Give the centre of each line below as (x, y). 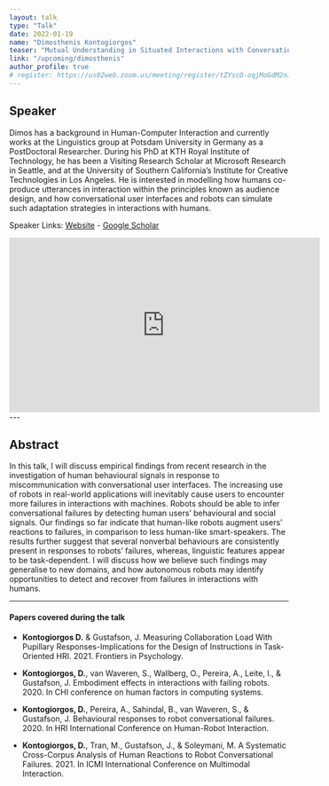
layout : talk (33, 17)
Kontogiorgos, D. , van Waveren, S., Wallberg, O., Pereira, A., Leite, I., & (151, 673)
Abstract (34, 444)
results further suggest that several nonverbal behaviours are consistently (144, 541)
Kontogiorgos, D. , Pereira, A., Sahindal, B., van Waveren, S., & (135, 709)
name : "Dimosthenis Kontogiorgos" (73, 42)
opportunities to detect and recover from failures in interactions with (134, 579)
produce (25, 189)
